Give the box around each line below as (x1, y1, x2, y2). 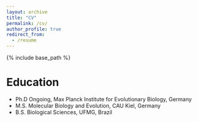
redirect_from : (6, 32, 45, 38)
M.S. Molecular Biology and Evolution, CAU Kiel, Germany (15, 102, 161, 109)
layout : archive (6, 9, 48, 15)
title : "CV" (6, 15, 37, 21)
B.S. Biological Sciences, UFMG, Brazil (15, 108, 112, 116)
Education (6, 76, 59, 89)
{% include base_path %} (6, 54, 71, 61)
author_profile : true (6, 26, 62, 32)
